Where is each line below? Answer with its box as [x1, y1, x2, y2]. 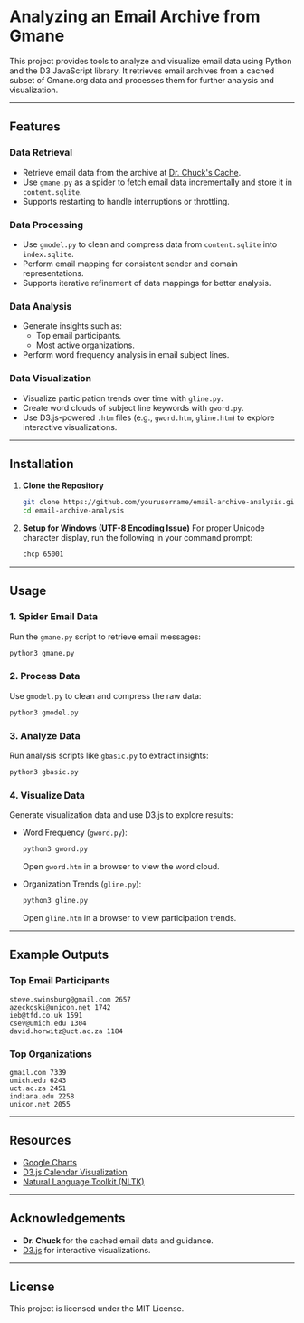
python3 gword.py [22, 845, 89, 854]
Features [9, 120, 61, 135]
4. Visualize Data [9, 789, 86, 801]
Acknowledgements [9, 1211, 126, 1226]
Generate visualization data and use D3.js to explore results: [9, 810, 233, 820]
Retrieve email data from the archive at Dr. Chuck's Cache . [22, 167, 242, 177]
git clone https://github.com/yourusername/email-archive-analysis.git [22, 498, 299, 507]
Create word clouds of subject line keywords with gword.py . [22, 402, 244, 413]
